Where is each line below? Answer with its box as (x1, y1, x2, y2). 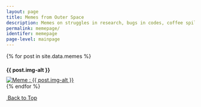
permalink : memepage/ (6, 25, 60, 32)
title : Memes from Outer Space (6, 14, 84, 20)
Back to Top (7, 94, 38, 101)
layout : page (6, 8, 39, 15)
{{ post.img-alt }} (6, 66, 51, 73)
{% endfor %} (6, 83, 41, 90)
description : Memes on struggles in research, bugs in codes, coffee (6, 20, 184, 26)
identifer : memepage (6, 31, 58, 37)
